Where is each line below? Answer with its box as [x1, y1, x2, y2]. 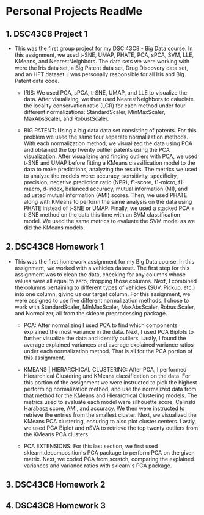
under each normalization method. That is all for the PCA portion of [23, 347, 193, 355]
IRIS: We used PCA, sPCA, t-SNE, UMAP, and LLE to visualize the [23, 89, 188, 96]
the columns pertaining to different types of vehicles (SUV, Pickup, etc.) [14, 284, 195, 291]
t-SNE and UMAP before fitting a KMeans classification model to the [23, 159, 196, 166]
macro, [23, 185, 42, 192]
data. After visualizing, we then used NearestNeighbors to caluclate [23, 96, 194, 103]
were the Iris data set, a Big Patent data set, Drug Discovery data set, [14, 64, 189, 71]
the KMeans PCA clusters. [23, 430, 90, 438]
